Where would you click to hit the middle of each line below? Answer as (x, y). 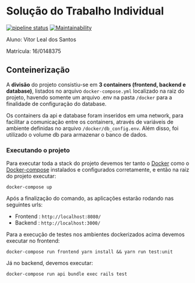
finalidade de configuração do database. (56, 104)
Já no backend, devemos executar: (49, 263)
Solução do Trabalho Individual (85, 11)
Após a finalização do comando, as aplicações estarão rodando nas (90, 198)
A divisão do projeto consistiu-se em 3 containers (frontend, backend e (96, 84)
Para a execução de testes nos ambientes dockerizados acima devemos (95, 235)
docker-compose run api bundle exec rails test (67, 274)
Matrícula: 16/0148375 (34, 51)
